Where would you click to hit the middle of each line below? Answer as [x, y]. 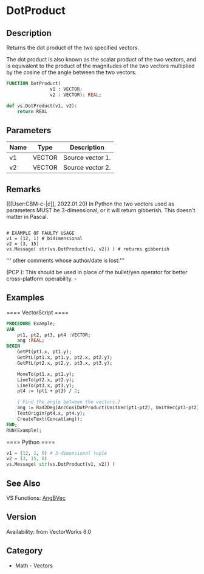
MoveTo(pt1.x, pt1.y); [46, 374]
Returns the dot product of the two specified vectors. [73, 47]
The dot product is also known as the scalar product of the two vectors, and [101, 59]
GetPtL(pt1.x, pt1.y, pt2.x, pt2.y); [65, 358]
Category [25, 551]
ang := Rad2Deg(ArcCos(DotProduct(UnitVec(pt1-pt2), [85, 408]
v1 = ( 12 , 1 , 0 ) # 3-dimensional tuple [57, 453]
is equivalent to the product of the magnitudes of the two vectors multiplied [101, 66]
